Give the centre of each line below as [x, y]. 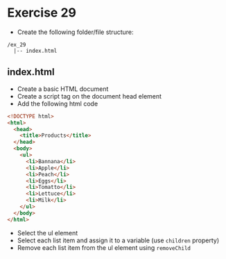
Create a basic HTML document [63, 89]
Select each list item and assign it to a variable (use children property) [118, 240]
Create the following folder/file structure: [75, 32]
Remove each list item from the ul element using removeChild [104, 247]
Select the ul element [47, 233]
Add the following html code [58, 103]
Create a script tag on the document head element [89, 96]
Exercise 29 [42, 13]
